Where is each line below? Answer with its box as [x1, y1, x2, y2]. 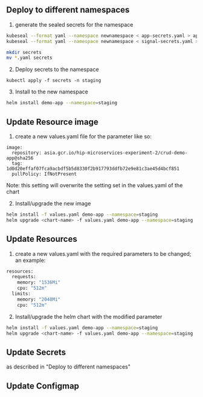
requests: [11, 274, 36, 280]
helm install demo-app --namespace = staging [6, 100, 118, 106]
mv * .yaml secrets [6, 55, 53, 61]
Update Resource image [6, 116, 98, 127]
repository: [11, 150, 42, 156]
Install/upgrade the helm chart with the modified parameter [14, 313, 163, 320]
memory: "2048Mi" [17, 296, 61, 302]
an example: [14, 256, 46, 264]
